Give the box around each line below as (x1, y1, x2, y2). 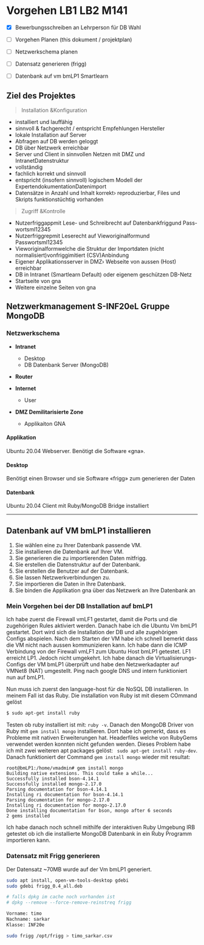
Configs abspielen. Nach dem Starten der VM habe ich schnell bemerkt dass (6, 635, 198, 643)
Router (15, 373, 33, 380)
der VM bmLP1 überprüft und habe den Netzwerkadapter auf (27, 661, 180, 668)
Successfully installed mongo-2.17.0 (6, 781, 102, 787)
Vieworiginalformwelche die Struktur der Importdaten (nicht (15, 245, 165, 253)
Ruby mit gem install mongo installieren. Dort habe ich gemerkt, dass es (6, 728, 186, 735)
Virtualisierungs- (155, 654, 197, 662)
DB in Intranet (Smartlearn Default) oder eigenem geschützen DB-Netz (15, 271, 192, 278)
